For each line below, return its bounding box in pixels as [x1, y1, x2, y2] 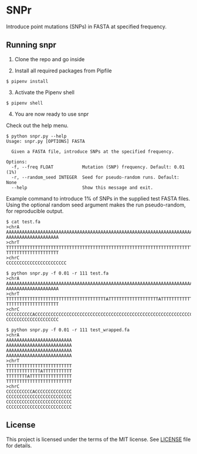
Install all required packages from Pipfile [14, 67, 113, 74]
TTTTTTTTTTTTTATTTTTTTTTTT [6, 368, 72, 374]
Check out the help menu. [6, 122, 69, 129]
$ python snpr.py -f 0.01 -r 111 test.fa [6, 270, 109, 276]
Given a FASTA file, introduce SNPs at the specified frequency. [11, 148, 175, 155]
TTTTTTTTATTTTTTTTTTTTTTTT [6, 373, 72, 379]
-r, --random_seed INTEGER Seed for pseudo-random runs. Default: [11, 174, 180, 180]
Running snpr [6, 40, 57, 50]
